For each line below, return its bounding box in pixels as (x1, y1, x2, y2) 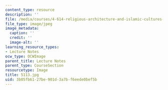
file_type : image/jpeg (5, 21, 52, 26)
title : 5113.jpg (5, 72, 39, 77)
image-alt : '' (9, 40, 39, 45)
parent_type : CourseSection (5, 63, 64, 68)
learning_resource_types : (5, 44, 59, 49)
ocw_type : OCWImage (5, 53, 46, 59)
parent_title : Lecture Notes (5, 58, 66, 63)
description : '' (5, 12, 39, 17)
